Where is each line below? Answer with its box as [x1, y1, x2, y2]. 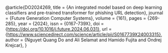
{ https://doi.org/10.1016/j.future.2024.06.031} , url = [5, 26, 112, 32]
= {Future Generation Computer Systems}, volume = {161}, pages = [5, 15, 147, 21]
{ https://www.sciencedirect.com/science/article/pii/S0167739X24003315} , [5, 32, 162, 37]
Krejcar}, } [5, 42, 27, 48]
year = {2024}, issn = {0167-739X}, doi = [17, 20, 104, 26]
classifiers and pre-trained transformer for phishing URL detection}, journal [5, 10, 163, 16]
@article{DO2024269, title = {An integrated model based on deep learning [5, 5, 162, 10]
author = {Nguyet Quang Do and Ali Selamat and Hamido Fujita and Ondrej [5, 37, 162, 43]
